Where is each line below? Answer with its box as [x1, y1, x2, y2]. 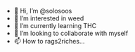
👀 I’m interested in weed [13, 14, 84, 22]
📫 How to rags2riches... [13, 37, 85, 45]
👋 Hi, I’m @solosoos [13, 7, 72, 15]
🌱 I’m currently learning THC [13, 22, 97, 30]
